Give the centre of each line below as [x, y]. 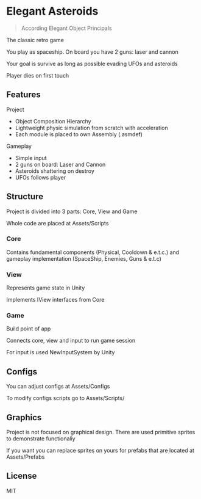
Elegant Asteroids [52, 11]
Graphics [24, 417]
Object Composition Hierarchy [53, 121]
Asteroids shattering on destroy [55, 171]
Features [23, 95]
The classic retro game [35, 40]
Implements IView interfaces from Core [55, 300]
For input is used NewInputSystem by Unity [61, 352]
